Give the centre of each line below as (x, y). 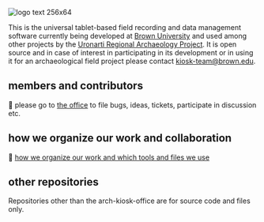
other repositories (53, 182)
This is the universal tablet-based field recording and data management (125, 27)
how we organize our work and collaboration (120, 138)
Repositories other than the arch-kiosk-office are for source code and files (129, 201)
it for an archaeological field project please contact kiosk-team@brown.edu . (132, 61)
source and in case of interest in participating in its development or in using (131, 53)
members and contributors (76, 86)
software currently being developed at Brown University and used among (128, 36)
